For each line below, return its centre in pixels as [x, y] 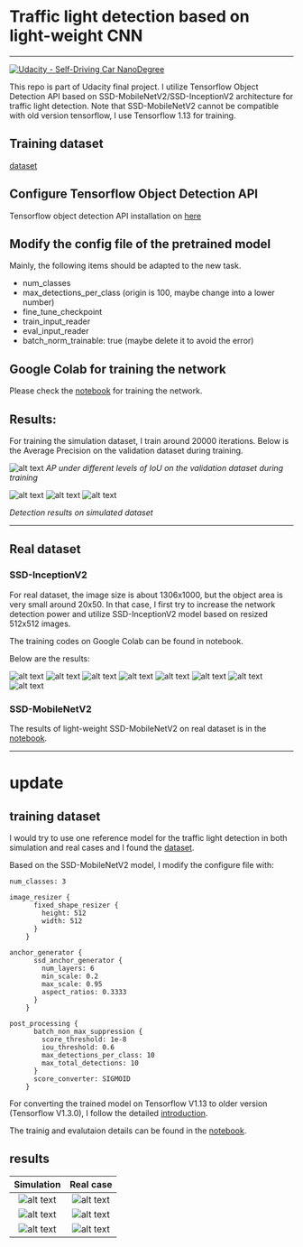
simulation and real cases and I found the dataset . [102, 847]
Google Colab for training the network [118, 369]
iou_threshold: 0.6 [78, 1047]
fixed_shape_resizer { [76, 905]
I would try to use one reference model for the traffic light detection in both [148, 837]
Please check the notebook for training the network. [106, 391]
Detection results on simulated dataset [81, 513]
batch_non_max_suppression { [88, 1031]
